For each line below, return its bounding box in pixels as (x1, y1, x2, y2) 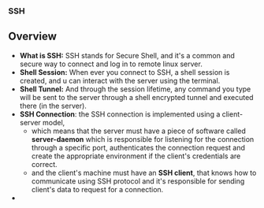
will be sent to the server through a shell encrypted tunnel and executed (19, 92, 254, 102)
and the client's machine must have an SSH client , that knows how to (31, 168, 257, 177)
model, (42, 117, 65, 127)
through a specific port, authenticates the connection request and (31, 143, 246, 152)
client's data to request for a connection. (31, 184, 164, 194)
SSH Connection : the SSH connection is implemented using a (19, 109, 221, 119)
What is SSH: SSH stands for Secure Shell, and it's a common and (19, 50, 235, 60)
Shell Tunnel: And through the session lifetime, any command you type (19, 84, 251, 94)
